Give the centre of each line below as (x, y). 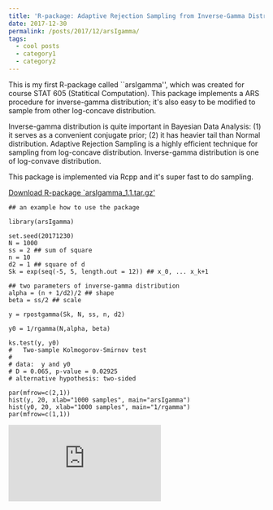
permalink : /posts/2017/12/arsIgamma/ (74, 31)
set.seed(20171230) (41, 236)
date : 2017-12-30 (38, 24)
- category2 (36, 62)
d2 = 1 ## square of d (47, 264)
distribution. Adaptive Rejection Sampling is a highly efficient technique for (133, 143)
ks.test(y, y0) (34, 343)
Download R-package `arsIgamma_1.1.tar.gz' (82, 192)
